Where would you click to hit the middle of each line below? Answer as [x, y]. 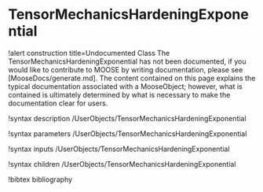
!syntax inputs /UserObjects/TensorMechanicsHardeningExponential [119, 149]
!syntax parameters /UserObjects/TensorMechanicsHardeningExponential [128, 133]
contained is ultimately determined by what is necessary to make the [119, 94]
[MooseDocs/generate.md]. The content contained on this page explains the [132, 78]
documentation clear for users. [58, 103]
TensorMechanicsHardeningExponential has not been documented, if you [127, 61]
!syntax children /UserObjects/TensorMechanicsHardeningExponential [122, 164]
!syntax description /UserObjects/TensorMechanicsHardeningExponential [127, 118]
